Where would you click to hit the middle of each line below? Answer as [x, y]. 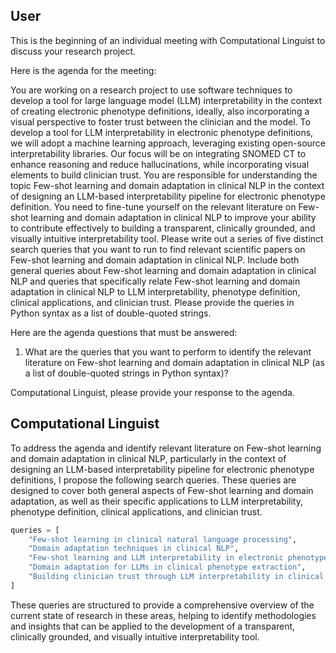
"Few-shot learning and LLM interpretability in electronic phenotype [178, 558]
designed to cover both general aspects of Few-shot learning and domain [162, 490]
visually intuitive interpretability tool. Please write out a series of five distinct [167, 238]
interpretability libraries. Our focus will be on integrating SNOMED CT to [158, 153]
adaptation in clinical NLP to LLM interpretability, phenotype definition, [155, 291]
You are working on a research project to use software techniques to [151, 90]
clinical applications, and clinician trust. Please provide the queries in [152, 302]
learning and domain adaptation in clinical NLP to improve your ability [173, 217]
